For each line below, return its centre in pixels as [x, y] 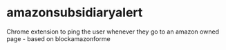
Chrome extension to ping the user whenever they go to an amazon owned [113, 32]
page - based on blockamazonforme [59, 38]
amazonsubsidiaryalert [75, 13]
